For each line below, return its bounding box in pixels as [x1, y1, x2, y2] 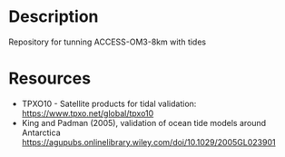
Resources [8, 68, 92, 89]
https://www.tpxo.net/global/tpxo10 [21, 107, 154, 119]
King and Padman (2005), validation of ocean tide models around [21, 117, 267, 128]
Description [8, 6, 99, 27]
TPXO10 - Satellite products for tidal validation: [21, 98, 197, 109]
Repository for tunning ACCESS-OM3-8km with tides [8, 36, 206, 47]
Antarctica [21, 127, 61, 138]
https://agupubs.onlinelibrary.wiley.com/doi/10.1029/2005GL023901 [21, 136, 276, 147]
